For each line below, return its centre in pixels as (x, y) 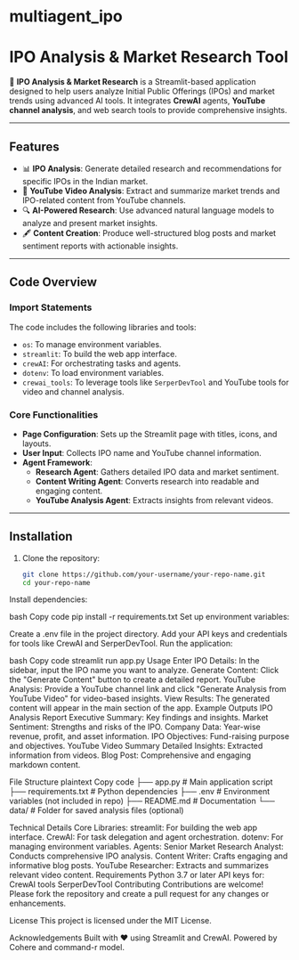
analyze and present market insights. (90, 223)
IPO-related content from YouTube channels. (104, 200)
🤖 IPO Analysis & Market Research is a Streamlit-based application (133, 82)
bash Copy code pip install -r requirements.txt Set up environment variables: (149, 617)
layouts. (36, 443)
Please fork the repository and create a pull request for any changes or (139, 894)
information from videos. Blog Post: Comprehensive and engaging (130, 755)
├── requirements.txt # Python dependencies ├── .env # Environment (140, 792)
